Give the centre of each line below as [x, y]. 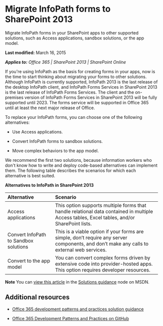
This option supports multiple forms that [101, 205]
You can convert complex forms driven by [103, 258]
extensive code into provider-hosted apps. [104, 264]
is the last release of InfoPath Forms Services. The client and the [70, 92]
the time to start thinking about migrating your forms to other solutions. [76, 77]
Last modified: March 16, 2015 [36, 53]
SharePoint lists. [73, 224]
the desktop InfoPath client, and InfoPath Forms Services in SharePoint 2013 [81, 87]
